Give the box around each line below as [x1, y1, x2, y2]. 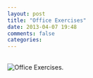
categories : [7, 37, 42, 44]
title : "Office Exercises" [7, 17, 87, 24]
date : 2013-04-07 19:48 [7, 23, 77, 30]
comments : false [7, 30, 55, 37]
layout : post [7, 10, 46, 18]
